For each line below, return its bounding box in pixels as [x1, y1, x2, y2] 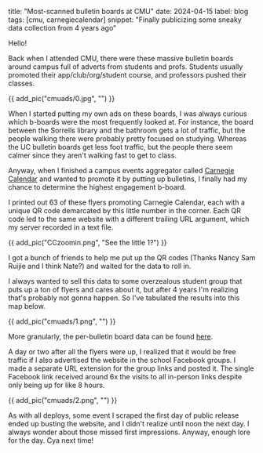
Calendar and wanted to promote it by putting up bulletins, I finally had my [8, 174, 247, 183]
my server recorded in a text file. [8, 223, 114, 232]
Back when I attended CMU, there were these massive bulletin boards [8, 54, 234, 63]
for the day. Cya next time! [8, 436, 94, 445]
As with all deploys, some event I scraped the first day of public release [8, 411, 239, 420]
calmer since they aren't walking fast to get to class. [8, 150, 177, 160]
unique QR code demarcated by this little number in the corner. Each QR [8, 206, 241, 215]
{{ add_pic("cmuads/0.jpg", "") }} [8, 94, 115, 103]
